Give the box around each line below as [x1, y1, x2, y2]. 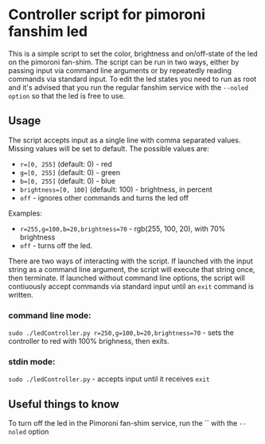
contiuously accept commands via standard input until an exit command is [8, 281, 255, 291]
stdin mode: [8, 356, 56, 367]
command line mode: [8, 310, 92, 321]
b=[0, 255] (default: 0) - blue [19, 176, 115, 185]
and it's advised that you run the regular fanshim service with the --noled [8, 82, 249, 92]
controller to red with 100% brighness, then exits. [8, 337, 170, 346]
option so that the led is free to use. [8, 91, 126, 100]
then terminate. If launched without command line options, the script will [8, 273, 245, 282]
